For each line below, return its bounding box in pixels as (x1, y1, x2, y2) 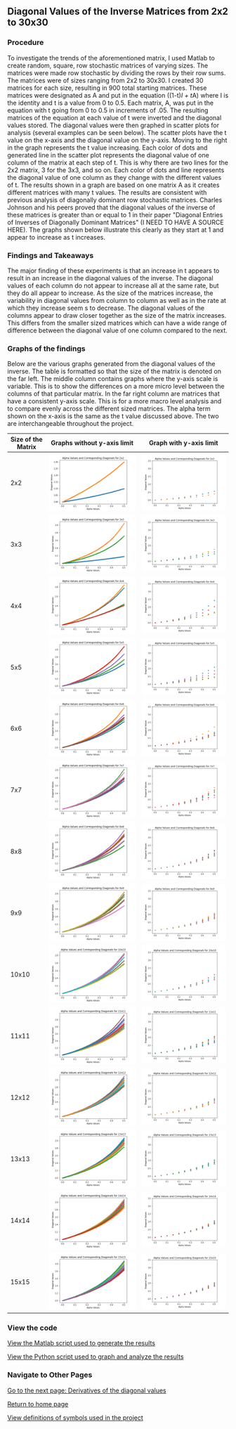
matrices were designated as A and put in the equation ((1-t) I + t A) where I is (7, 91, 229, 99)
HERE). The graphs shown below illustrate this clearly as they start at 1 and (7, 225, 224, 234)
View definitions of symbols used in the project (7, 1413, 144, 1422)
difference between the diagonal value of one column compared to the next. (7, 326, 228, 335)
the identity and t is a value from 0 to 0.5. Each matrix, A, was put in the (7, 98, 214, 107)
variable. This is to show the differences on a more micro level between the (7, 382, 225, 391)
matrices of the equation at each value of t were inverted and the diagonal (7, 113, 222, 122)
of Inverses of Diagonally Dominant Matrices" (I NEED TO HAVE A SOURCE (7, 218, 224, 226)
